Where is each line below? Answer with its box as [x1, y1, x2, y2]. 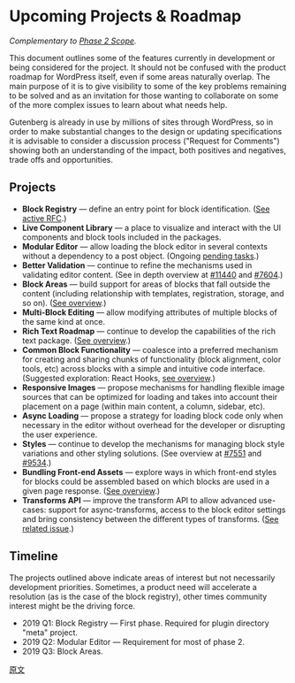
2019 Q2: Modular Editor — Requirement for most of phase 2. [21, 636, 246, 647]
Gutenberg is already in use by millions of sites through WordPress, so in [9, 117, 274, 127]
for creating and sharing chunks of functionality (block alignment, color [21, 354, 282, 365]
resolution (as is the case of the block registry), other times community [9, 591, 268, 602]
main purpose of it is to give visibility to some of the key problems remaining [9, 81, 287, 91]
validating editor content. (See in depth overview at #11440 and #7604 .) [21, 269, 284, 280]
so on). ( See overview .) [21, 297, 107, 308]
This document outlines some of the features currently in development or [9, 52, 276, 63]
